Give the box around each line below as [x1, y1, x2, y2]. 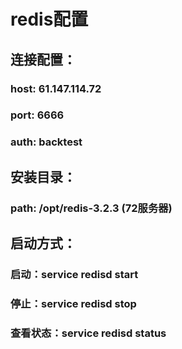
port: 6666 [10, 108, 65, 122]
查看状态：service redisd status [10, 326, 167, 340]
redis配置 [10, 8, 89, 31]
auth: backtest [10, 135, 83, 149]
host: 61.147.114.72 [10, 81, 102, 95]
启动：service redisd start [10, 267, 139, 281]
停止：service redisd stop [10, 296, 137, 310]
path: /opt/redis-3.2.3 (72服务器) [10, 201, 173, 215]
